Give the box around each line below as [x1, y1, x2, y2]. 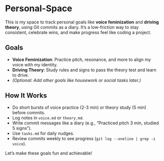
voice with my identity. [12, 61, 58, 67]
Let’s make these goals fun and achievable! [5, 150, 92, 156]
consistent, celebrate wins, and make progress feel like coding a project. [5, 29, 152, 35]
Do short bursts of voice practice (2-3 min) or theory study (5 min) [12, 104, 147, 110]
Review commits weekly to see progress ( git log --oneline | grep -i [12, 135, 156, 141]
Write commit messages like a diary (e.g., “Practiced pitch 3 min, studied [12, 120, 159, 126]
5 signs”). [12, 125, 32, 131]
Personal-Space [5, 3, 72, 14]
